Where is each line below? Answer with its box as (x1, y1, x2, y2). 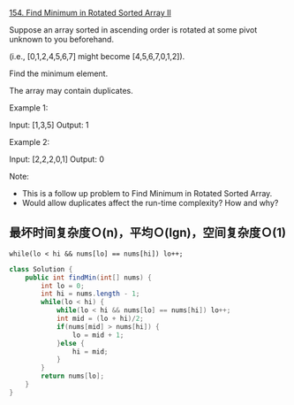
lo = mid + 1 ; (72, 331, 124, 340)
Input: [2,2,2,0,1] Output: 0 (9, 154, 104, 164)
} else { (56, 339, 86, 348)
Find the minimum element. (9, 68, 109, 79)
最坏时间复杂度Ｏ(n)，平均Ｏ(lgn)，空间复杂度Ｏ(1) (9, 225, 287, 241)
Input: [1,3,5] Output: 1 (9, 119, 90, 130)
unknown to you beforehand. (9, 34, 115, 44)
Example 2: (9, 137, 50, 147)
